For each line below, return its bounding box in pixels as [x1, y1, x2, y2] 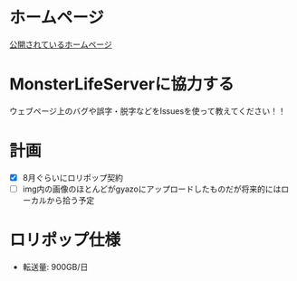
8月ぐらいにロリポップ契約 [22, 172, 124, 183]
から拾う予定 [46, 194, 95, 205]
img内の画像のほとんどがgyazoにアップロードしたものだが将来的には [22, 183, 282, 194]
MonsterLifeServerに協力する [9, 74, 235, 95]
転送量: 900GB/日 [22, 261, 89, 272]
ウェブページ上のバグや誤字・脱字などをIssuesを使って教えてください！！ [9, 105, 287, 117]
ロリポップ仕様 [9, 230, 121, 250]
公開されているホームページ [9, 39, 112, 50]
